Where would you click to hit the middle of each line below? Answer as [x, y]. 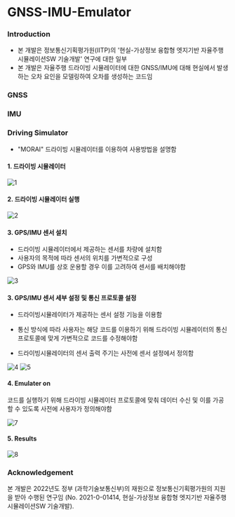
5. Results [22, 438]
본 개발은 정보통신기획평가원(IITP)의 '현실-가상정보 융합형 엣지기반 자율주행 [121, 51]
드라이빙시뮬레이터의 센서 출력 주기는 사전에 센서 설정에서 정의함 [106, 353]
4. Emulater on [29, 384]
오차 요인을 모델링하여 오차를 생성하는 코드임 [92, 76]
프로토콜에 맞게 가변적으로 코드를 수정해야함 [78, 338]
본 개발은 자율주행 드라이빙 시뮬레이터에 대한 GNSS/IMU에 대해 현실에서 [116, 68]
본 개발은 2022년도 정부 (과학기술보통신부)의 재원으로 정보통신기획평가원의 [110, 489]
